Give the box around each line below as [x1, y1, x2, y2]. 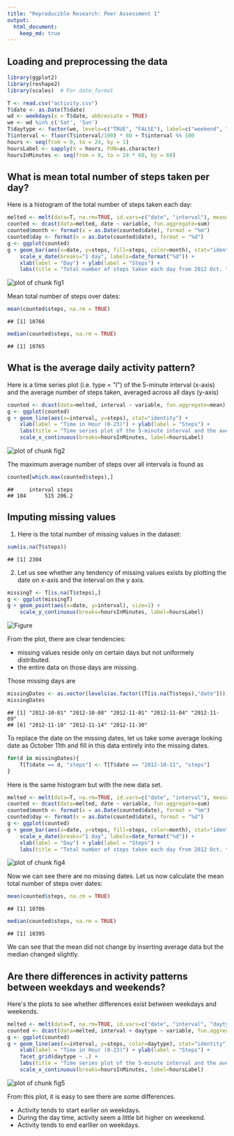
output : [7, 17, 30, 24]
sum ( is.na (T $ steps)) [7, 543, 68, 551]
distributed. [17, 656, 51, 664]
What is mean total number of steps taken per [7, 170, 210, 182]
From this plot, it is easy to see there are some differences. [7, 1092, 176, 1100]
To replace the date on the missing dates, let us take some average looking [7, 734, 223, 742]
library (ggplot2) [7, 74, 58, 81]
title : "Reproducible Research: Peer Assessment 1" [7, 10, 160, 17]
